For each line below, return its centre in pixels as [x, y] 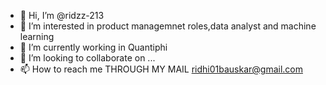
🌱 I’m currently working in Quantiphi [93, 47]
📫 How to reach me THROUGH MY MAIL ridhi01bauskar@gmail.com [161, 69]
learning [37, 36]
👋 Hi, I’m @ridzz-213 [62, 15]
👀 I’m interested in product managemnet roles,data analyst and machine [168, 26]
